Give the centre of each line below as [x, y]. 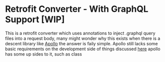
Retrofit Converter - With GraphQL [77, 9]
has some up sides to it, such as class [44, 54]
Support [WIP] [35, 19]
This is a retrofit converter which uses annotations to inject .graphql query [80, 33]
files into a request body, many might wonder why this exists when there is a [83, 38]
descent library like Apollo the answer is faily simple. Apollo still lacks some [82, 43]
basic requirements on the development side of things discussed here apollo [83, 49]
